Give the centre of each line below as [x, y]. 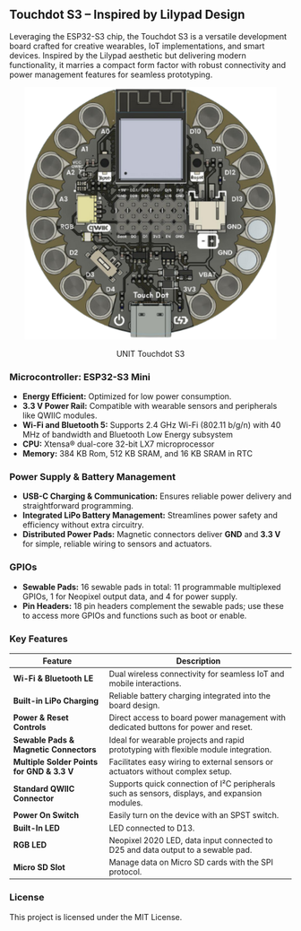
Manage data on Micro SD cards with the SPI [191, 862]
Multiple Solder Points [56, 761]
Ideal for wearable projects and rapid [176, 740]
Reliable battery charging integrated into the [190, 696]
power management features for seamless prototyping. [111, 74]
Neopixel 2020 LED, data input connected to [191, 840]
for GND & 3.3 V [43, 771]
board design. [134, 705]
